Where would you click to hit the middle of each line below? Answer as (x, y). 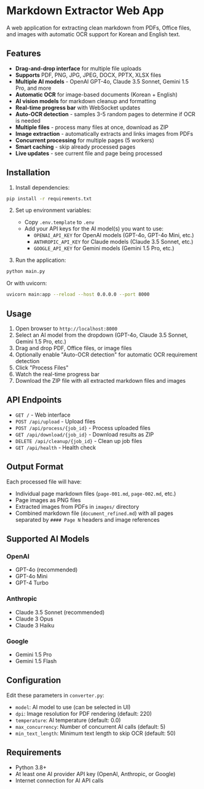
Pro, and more (33, 88)
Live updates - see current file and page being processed (89, 153)
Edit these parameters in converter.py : (55, 695)
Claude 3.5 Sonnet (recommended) (60, 612)
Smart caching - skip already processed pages (75, 147)
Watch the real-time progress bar (57, 374)
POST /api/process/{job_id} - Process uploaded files (83, 428)
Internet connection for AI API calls (59, 780)
